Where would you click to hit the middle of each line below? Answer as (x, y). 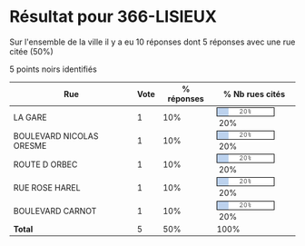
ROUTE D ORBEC (45, 164)
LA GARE (30, 118)
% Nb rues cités (254, 93)
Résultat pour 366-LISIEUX (113, 17)
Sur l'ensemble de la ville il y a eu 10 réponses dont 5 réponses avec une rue (152, 42)
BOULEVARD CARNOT (55, 212)
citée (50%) (32, 51)
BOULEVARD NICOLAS (56, 136)
